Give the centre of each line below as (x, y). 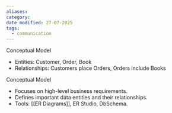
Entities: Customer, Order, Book (53, 62)
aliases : (17, 12)
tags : (13, 28)
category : (18, 17)
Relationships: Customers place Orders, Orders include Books (90, 68)
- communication (31, 34)
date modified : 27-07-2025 (39, 22)
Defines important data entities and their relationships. (81, 98)
